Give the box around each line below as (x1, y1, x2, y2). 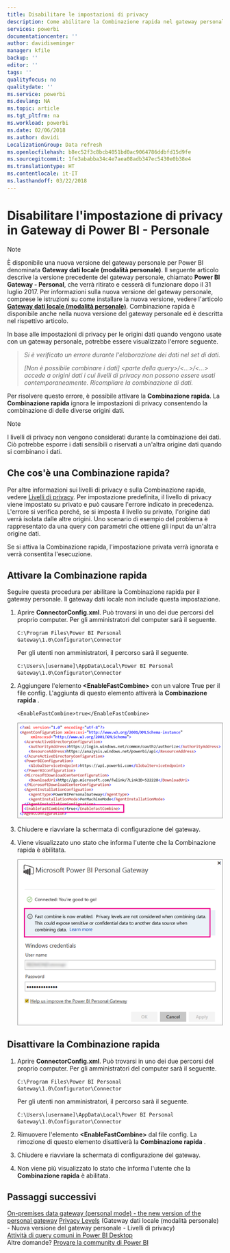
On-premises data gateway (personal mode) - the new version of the (7, 1209, 201, 1217)
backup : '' (7, 55, 38, 62)
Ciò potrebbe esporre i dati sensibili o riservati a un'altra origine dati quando (7, 440, 222, 449)
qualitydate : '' (7, 83, 53, 91)
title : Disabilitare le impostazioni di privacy (7, 11, 149, 18)
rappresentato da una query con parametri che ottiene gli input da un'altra (7, 522, 217, 530)
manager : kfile (7, 47, 51, 54)
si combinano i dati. (7, 447, 62, 455)
